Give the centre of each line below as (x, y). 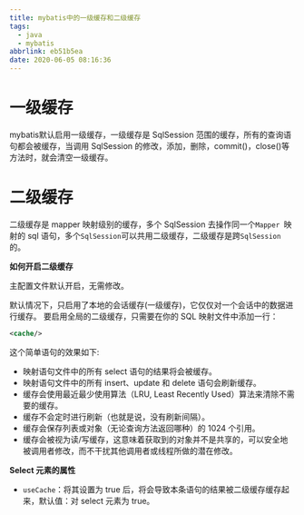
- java (30, 35)
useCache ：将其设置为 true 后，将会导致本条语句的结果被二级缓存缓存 (152, 489)
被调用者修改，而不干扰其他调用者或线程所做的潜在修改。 (130, 451)
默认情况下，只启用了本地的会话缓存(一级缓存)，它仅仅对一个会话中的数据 (147, 304)
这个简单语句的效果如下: (54, 352)
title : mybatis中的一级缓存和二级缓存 (75, 18)
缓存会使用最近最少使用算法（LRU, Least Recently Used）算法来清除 (151, 394)
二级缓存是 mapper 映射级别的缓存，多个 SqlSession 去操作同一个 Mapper (145, 224)
